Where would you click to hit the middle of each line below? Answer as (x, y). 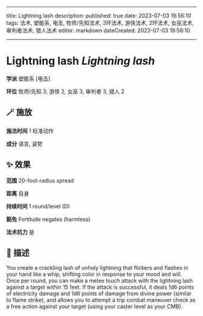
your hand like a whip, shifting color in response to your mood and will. (94, 274)
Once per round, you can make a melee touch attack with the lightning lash (100, 281)
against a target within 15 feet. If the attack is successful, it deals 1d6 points (100, 287)
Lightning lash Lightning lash (81, 61)
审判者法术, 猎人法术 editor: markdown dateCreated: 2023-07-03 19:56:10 (98, 30)
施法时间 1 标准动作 (30, 130)
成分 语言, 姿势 (24, 144)
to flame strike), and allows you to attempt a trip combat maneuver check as (101, 300)
